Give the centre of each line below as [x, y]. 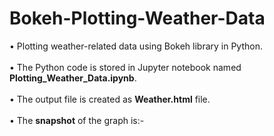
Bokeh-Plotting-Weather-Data [137, 18]
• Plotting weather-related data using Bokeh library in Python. [136, 46]
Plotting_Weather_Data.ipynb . [73, 78]
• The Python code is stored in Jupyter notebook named [125, 67]
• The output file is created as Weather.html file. [110, 99]
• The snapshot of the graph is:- [77, 120]
